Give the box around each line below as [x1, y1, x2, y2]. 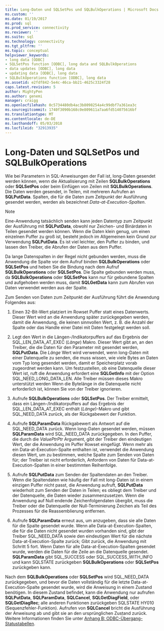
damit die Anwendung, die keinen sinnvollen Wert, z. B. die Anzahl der [12, 319, 154, 326]
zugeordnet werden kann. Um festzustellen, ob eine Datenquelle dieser [12, 365, 156, 371]
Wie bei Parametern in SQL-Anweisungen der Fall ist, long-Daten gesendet [5, 173, 156, 179]
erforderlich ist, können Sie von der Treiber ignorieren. [12, 386, 122, 392]
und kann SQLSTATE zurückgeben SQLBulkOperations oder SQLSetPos [12, 559, 159, 565]
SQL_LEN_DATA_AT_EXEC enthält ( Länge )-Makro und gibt [12, 406, 130, 412]
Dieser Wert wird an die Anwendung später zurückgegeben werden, [12, 314, 150, 320]
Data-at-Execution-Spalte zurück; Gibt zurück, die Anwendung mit [12, 538, 147, 544]
